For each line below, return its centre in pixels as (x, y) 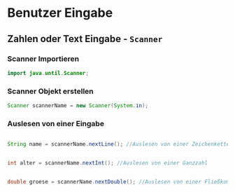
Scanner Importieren (43, 59)
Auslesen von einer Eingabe (56, 123)
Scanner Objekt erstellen (51, 91)
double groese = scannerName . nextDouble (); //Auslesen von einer (104, 181)
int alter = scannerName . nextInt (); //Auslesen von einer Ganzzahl (108, 163)
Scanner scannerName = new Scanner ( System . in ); (78, 106)
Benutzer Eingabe (60, 13)
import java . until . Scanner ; (48, 73)
